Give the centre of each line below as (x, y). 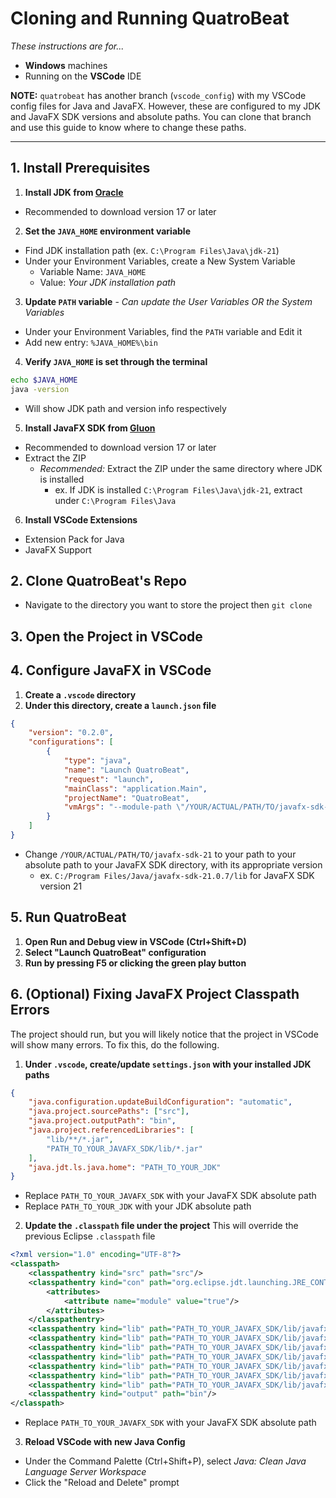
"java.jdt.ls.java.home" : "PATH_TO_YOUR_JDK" (125, 1167)
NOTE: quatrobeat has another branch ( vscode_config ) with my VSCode (158, 95)
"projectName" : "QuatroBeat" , (126, 798)
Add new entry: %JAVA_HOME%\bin (91, 342)
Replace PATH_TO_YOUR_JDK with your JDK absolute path (138, 1206)
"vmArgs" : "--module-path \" (124, 807)
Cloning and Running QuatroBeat (150, 18)
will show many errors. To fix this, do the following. (115, 1044)
